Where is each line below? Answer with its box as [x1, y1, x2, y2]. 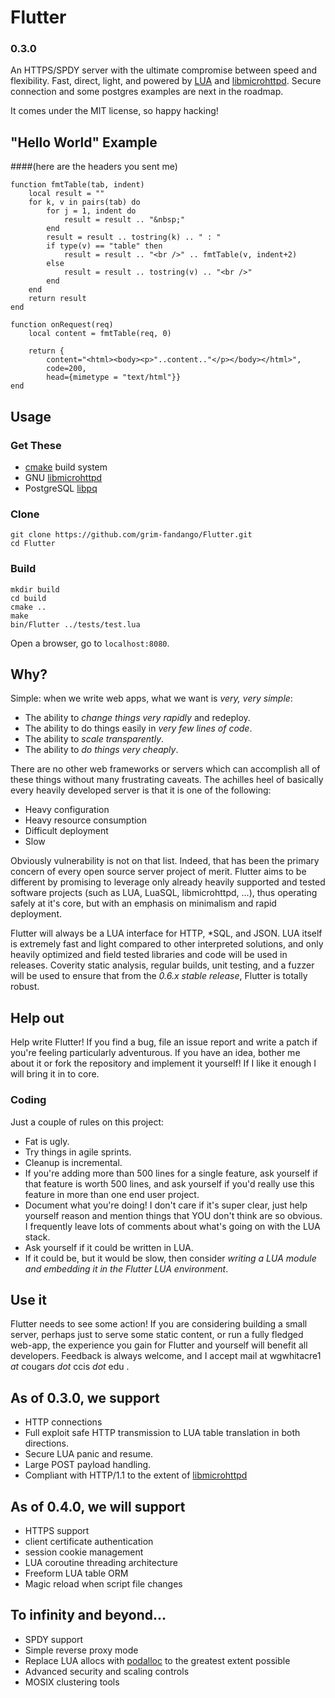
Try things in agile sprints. [24, 1146, 132, 1158]
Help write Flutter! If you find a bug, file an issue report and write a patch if [10, 1036, 318, 1048]
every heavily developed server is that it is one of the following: [10, 784, 272, 796]
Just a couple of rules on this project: [10, 1116, 164, 1128]
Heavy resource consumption [24, 814, 148, 826]
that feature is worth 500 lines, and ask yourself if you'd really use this [24, 1177, 315, 1190]
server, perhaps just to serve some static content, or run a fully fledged [10, 1329, 304, 1341]
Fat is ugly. [24, 1135, 70, 1147]
